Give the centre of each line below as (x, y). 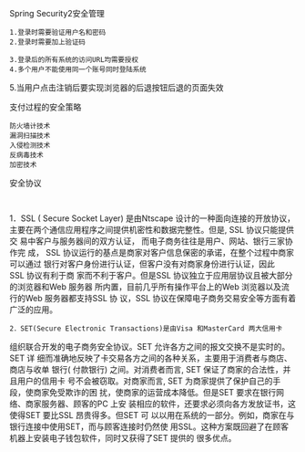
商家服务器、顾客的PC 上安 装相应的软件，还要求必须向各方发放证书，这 (161, 404)
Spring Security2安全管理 (57, 13)
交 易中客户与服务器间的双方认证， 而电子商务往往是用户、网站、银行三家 (147, 241)
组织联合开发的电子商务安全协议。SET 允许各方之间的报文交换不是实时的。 (150, 347)
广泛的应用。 (33, 310)
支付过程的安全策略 (46, 107)
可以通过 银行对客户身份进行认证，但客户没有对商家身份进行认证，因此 (142, 264)
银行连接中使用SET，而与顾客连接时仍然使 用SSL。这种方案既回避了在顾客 (149, 426)
